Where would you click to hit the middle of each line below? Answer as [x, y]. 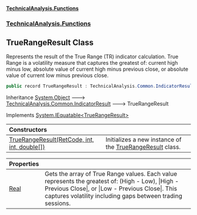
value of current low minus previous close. [57, 75]
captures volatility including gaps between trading [114, 196]
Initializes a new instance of [143, 140]
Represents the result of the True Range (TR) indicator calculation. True [92, 57]
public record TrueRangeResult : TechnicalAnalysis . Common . [81, 86]
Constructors [28, 130]
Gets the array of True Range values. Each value [111, 174]
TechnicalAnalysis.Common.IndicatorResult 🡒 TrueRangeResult [87, 104]
